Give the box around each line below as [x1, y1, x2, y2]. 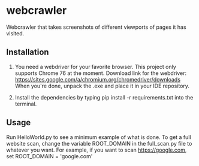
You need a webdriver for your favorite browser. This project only [14, 63, 177, 70]
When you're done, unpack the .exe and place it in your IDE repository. [14, 82, 190, 89]
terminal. [14, 100, 37, 107]
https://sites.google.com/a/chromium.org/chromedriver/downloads [14, 76, 181, 83]
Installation [6, 47, 49, 58]
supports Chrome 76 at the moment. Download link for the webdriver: [14, 70, 187, 77]
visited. [6, 29, 25, 37]
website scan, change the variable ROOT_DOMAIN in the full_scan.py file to [6, 140, 192, 147]
